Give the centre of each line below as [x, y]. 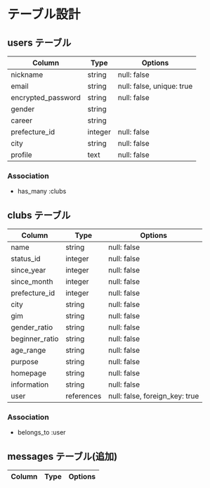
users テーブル [39, 43]
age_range [28, 351]
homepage [29, 373]
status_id [26, 259]
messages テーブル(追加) [63, 456]
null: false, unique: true [155, 86]
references [84, 396]
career [22, 120]
